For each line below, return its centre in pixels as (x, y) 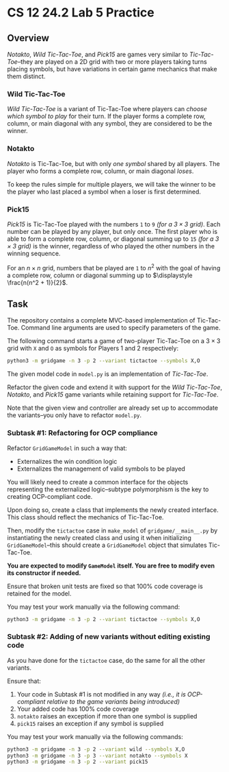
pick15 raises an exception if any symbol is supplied (90, 723)
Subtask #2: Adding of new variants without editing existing (109, 637)
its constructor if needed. (44, 573)
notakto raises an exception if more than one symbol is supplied (107, 716)
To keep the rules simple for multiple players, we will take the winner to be (111, 184)
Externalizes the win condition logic (67, 461)
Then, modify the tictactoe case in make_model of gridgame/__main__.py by (112, 530)
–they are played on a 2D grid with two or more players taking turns (112, 62)
